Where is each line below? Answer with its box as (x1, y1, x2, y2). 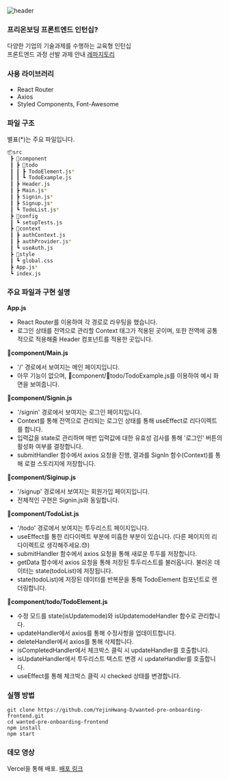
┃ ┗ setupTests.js (10, 219, 63, 226)
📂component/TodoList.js (7, 509, 79, 518)
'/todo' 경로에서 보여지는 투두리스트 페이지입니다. (16, 524, 149, 532)
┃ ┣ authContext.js (10, 232, 66, 239)
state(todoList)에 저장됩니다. (35, 566, 113, 574)
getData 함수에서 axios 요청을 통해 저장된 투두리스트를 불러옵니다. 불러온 (16, 558, 213, 566)
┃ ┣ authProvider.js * (10, 238, 72, 245)
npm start (7, 730, 36, 737)
